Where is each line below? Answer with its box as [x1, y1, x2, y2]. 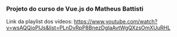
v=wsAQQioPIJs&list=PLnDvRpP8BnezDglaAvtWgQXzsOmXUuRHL [6, 24, 171, 31]
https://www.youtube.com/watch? [73, 18, 158, 25]
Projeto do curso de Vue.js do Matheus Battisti [6, 5, 144, 13]
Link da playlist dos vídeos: [6, 18, 73, 25]
